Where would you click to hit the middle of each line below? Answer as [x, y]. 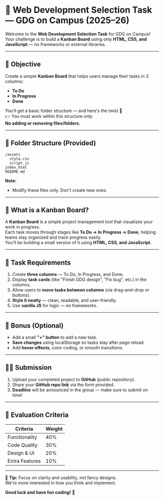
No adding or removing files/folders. [43, 123]
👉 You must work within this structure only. [49, 116]
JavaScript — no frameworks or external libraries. [56, 44]
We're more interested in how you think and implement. [61, 483]
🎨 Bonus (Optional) [34, 326]
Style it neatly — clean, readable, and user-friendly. [64, 300]
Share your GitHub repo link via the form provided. [63, 385]
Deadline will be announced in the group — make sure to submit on [80, 390]
